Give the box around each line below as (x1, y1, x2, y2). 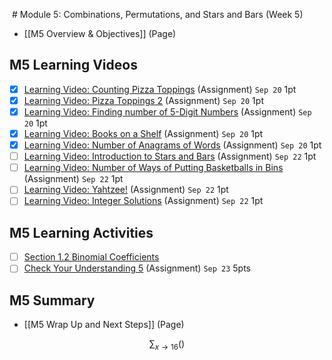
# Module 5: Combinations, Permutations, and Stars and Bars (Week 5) (11, 9, 304, 20)
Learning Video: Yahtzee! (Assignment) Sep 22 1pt (23, 184, 229, 196)
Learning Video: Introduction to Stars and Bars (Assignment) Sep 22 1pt (23, 150, 317, 163)
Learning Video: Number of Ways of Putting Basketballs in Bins (23, 162, 284, 174)
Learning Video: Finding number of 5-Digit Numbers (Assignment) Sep (23, 105, 312, 118)
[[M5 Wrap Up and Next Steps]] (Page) (23, 319, 185, 331)
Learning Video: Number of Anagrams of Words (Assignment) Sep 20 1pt (23, 139, 322, 151)
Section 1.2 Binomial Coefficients (23, 251, 160, 263)
